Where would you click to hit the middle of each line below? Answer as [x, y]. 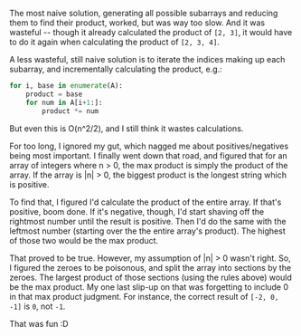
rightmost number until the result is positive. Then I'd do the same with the [148, 221]
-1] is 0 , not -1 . [38, 306]
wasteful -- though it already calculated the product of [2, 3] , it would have [151, 32]
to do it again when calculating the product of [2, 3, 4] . [114, 42]
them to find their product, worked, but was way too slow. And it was [137, 23]
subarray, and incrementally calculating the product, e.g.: [116, 69]
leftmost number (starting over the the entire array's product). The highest [148, 231]
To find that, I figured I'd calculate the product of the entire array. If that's [146, 202]
